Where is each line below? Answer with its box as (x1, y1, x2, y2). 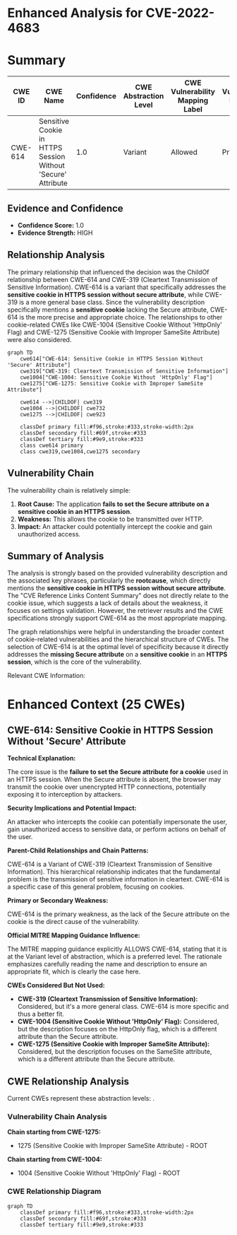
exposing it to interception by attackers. (7, 790, 123, 799)
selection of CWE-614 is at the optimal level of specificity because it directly (7, 643, 229, 651)
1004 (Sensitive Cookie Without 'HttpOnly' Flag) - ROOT (17, 1169, 181, 1178)
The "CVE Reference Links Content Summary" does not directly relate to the (7, 592, 229, 600)
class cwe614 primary (20, 442, 83, 449)
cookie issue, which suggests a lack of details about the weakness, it (7, 599, 208, 607)
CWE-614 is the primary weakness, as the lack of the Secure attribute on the (7, 910, 230, 918)
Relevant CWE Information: (7, 672, 86, 680)
